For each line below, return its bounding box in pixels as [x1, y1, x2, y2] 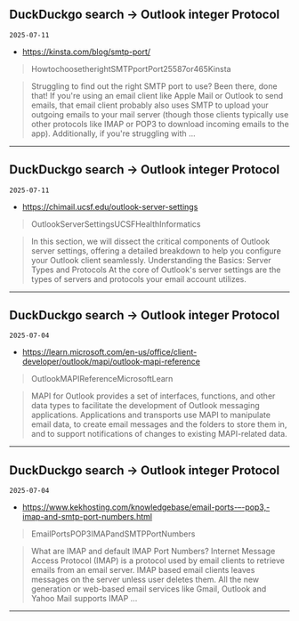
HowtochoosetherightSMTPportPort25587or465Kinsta [30, 63, 231, 74]
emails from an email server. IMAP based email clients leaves [30, 565, 255, 576]
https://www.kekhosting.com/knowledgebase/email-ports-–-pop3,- [21, 502, 271, 512]
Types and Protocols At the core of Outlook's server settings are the [30, 264, 282, 275]
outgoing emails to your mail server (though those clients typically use [30, 109, 289, 119]
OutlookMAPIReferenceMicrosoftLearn [30, 374, 174, 384]
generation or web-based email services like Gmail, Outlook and [30, 584, 267, 594]
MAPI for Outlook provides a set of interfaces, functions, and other [30, 391, 276, 401]
